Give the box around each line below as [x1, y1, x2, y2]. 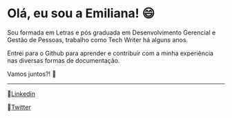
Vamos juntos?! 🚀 [7, 70, 57, 78]
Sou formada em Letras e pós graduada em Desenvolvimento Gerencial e [7, 28, 216, 37]
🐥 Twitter [7, 103, 31, 111]
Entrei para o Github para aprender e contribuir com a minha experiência [7, 49, 214, 57]
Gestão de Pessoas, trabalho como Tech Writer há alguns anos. [7, 35, 188, 43]
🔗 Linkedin [7, 89, 36, 98]
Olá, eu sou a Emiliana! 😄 [7, 6, 155, 21]
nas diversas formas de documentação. [7, 56, 120, 64]
